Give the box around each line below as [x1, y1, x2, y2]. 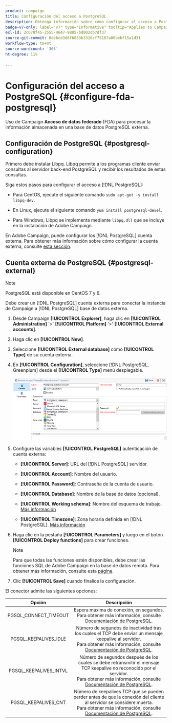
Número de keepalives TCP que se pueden [74, 688, 164, 694]
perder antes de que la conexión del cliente [73, 694, 165, 700]
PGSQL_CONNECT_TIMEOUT [7, 612, 69, 619]
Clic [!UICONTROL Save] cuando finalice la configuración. [12, 578, 136, 584]
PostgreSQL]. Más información [20, 522, 85, 528]
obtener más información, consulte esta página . [12, 568, 114, 574]
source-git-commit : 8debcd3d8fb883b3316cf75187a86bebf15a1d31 [5, 35, 141, 41]
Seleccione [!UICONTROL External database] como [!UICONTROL [12, 346, 154, 352]
